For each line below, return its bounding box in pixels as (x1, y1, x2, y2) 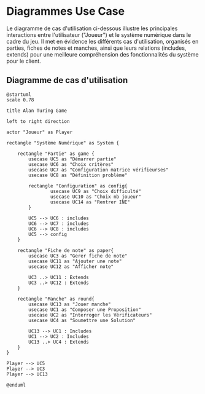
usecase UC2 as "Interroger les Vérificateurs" (28, 312, 152, 318)
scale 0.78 (6, 97, 34, 103)
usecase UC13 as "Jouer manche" (28, 301, 112, 307)
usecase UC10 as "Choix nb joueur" (50, 194, 141, 200)
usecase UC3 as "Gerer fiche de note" (28, 253, 128, 259)
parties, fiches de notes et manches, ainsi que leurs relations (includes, (6, 44, 187, 52)
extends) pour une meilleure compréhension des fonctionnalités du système (6, 50, 199, 58)
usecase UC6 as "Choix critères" (28, 161, 114, 167)
